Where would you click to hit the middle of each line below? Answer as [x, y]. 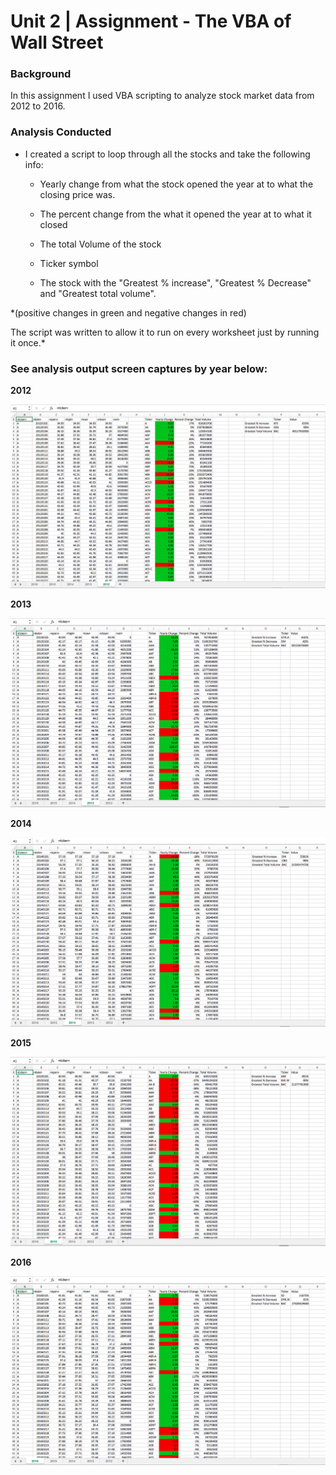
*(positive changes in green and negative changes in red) [128, 312]
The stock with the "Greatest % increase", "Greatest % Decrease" [175, 282]
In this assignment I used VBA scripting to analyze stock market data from [162, 96]
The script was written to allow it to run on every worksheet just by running [165, 332]
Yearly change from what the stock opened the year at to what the [176, 184]
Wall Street [57, 42]
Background [41, 74]
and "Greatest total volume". [98, 293]
